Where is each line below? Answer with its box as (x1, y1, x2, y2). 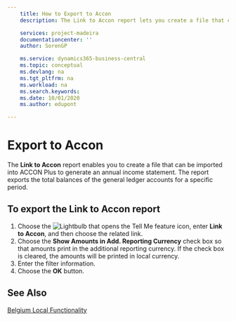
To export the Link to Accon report (7, 203, 160, 215)
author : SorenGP (20, 43, 68, 50)
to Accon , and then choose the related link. (17, 229, 143, 237)
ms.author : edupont (20, 101, 77, 108)
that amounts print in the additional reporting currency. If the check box (17, 244, 225, 253)
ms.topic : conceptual (20, 62, 83, 69)
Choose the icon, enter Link (17, 222, 223, 230)
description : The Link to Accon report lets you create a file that (20, 17, 225, 24)
